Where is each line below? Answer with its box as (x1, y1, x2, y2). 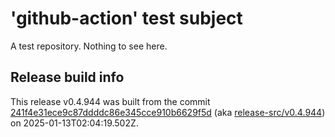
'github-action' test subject (10, 7, 243, 30)
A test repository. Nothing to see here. (10, 40, 168, 52)
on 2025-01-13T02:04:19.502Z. (10, 117, 139, 129)
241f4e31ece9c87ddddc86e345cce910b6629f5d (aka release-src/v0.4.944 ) (10, 106, 326, 118)
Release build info (10, 69, 125, 86)
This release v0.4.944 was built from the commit (10, 95, 211, 107)
